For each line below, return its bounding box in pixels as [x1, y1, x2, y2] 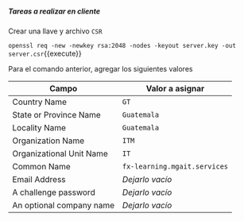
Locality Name [12, 122, 66, 133]
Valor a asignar [145, 83, 205, 94]
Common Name [12, 161, 72, 172]
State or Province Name [12, 109, 101, 120]
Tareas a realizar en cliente [8, 6, 101, 16]
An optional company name [12, 200, 115, 211]
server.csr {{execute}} [8, 48, 82, 58]
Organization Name [12, 135, 85, 146]
